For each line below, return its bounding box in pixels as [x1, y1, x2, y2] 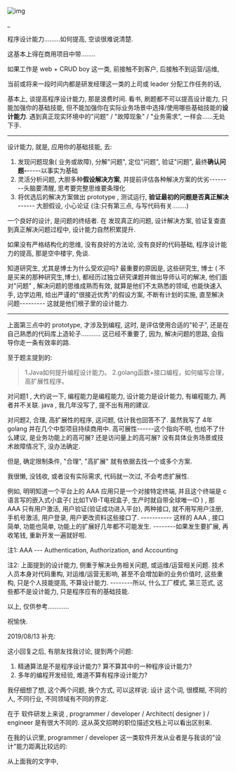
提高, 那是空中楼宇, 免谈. [19, 249, 90, 257]
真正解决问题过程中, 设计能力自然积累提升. [13, 225, 136, 234]
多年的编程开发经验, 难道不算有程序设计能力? [17, 671, 147, 679]
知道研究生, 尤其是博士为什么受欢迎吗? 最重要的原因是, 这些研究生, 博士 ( [7, 264, 218, 272]
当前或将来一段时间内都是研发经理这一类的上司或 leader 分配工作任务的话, [7, 80, 222, 88]
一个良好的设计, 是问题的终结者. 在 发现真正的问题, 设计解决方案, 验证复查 [7, 217, 220, 224]
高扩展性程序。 [24, 377, 68, 385]
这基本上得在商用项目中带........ [7, 50, 96, 58]
